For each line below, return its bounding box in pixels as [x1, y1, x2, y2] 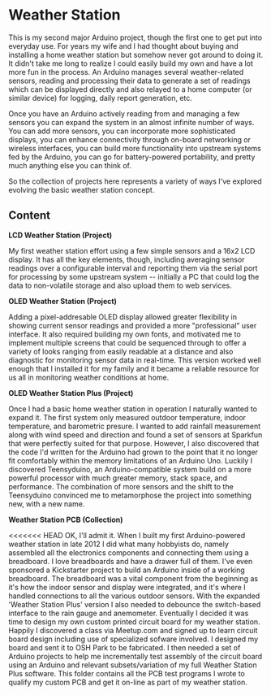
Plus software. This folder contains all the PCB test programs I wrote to [8, 668, 245, 678]
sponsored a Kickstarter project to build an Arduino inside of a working [8, 565, 245, 575]
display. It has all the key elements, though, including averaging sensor [8, 254, 245, 264]
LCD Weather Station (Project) [8, 230, 113, 240]
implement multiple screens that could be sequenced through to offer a [8, 337, 247, 347]
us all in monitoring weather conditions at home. [8, 372, 170, 382]
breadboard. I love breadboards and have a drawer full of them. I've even [8, 556, 253, 566]
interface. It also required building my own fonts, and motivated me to [8, 329, 241, 339]
